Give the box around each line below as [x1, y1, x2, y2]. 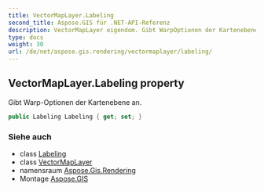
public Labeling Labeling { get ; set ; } [8, 113, 143, 121]
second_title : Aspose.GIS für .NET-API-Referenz [8, 19, 170, 27]
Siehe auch [8, 131, 53, 142]
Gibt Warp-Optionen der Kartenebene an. [8, 97, 142, 106]
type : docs [8, 33, 44, 41]
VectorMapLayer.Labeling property [8, 77, 185, 90]
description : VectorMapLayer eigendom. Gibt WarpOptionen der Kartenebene [8, 26, 258, 34]
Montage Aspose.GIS [19, 174, 89, 183]
